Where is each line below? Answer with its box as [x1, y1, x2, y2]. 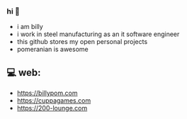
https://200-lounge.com [16, 104, 88, 113]
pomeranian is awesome [16, 45, 89, 54]
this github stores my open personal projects [16, 38, 148, 46]
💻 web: [6, 67, 41, 79]
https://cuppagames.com [16, 96, 91, 105]
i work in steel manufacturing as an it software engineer [16, 30, 180, 38]
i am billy [16, 23, 43, 31]
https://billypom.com [16, 89, 78, 98]
